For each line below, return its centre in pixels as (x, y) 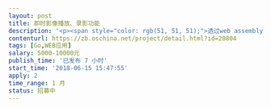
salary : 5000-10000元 (44, 53)
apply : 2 (23, 76)
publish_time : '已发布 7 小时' (58, 61)
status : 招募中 (32, 91)
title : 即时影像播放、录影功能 (54, 23)
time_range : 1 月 (37, 83)
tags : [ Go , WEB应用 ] (40, 46)
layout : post (30, 16)
